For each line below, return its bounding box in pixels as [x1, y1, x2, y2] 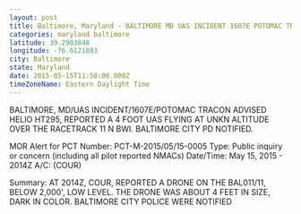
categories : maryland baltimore [9, 30, 130, 39]
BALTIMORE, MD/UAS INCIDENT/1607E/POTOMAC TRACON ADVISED [9, 104, 267, 115]
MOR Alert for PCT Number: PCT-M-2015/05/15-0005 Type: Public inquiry [9, 141, 283, 151]
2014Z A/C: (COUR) [9, 159, 82, 170]
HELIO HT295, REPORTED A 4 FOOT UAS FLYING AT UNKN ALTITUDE [9, 114, 271, 124]
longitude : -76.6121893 [9, 47, 99, 56]
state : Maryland [9, 64, 70, 73]
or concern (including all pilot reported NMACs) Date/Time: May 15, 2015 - [9, 150, 283, 161]
